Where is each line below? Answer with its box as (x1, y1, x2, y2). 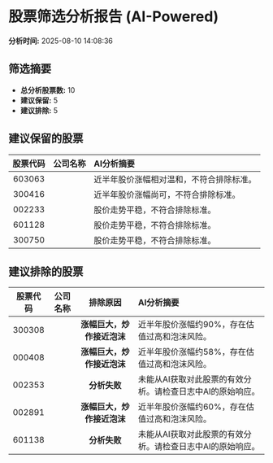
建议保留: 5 (19, 95, 58, 105)
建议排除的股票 (8, 264, 84, 278)
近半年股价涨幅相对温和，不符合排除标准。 (93, 173, 258, 185)
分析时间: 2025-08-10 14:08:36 (8, 36, 114, 46)
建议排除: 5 (19, 105, 58, 115)
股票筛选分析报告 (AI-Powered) (8, 7, 219, 26)
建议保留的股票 (8, 132, 84, 146)
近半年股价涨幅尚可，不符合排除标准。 (93, 189, 241, 200)
